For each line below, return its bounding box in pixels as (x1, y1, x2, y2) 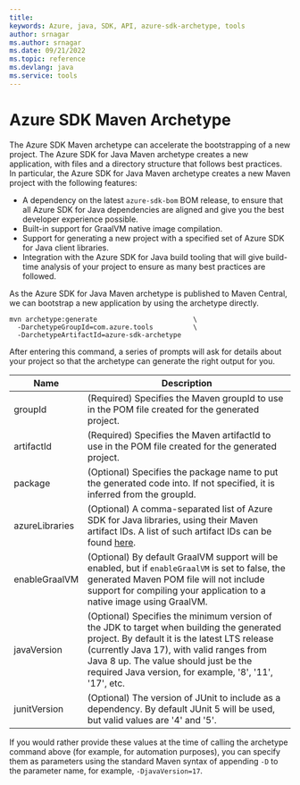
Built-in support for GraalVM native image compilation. (21, 223, 223, 233)
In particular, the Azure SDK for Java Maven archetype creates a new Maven (9, 167, 291, 179)
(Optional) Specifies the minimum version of (87, 610, 272, 622)
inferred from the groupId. (87, 488, 196, 501)
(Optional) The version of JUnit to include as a (87, 691, 281, 704)
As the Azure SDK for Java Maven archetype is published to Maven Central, (9, 288, 287, 299)
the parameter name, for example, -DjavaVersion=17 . (9, 765, 204, 776)
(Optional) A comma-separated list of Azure (87, 502, 273, 515)
